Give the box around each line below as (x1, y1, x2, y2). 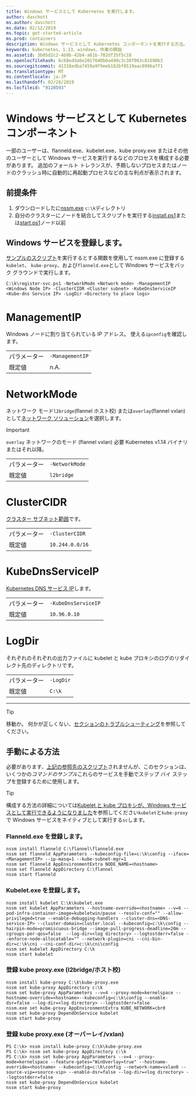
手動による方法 (6, 746, 60, 756)
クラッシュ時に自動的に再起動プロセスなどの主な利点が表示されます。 (16, 169, 185, 176)
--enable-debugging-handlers (47, 915, 118, 921)
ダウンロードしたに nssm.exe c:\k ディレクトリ (14, 204, 127, 211)
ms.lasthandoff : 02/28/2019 (6, 80, 75, 86)
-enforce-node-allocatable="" (6, 935, 80, 942)
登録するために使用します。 (16, 777, 83, 785)
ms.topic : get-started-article (6, 30, 82, 36)
